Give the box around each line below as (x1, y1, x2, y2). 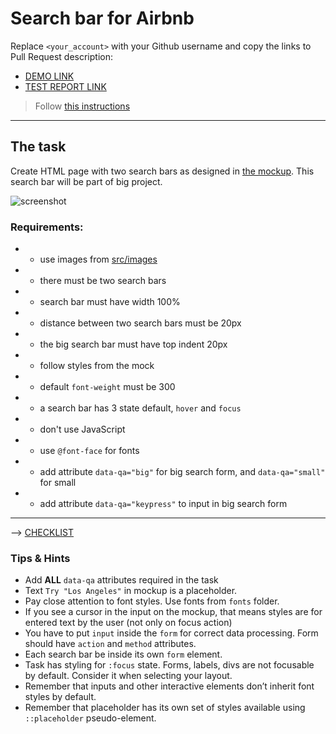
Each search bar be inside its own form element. (24, 648, 223, 661)
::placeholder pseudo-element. (24, 712, 157, 724)
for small (39, 477, 77, 489)
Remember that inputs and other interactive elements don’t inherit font (24, 680, 315, 692)
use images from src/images (39, 253, 158, 266)
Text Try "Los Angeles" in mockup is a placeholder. (24, 585, 238, 597)
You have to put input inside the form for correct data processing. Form (24, 627, 319, 639)
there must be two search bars (39, 275, 167, 287)
